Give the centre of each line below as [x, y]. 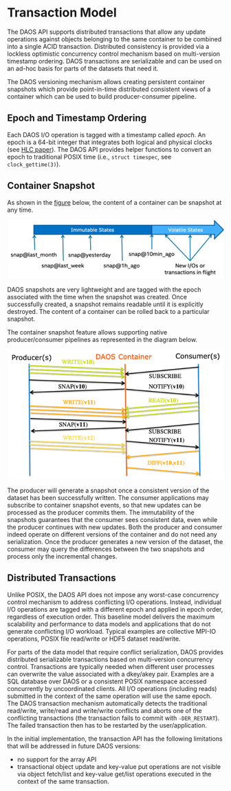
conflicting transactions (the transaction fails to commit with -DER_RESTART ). [113, 718]
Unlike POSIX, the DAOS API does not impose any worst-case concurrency [113, 594]
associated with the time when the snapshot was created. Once [97, 297]
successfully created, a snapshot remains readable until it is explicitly [106, 304]
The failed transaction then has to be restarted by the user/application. [107, 725]
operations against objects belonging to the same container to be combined [114, 39]
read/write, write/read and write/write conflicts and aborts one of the [105, 710]
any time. [20, 210]
